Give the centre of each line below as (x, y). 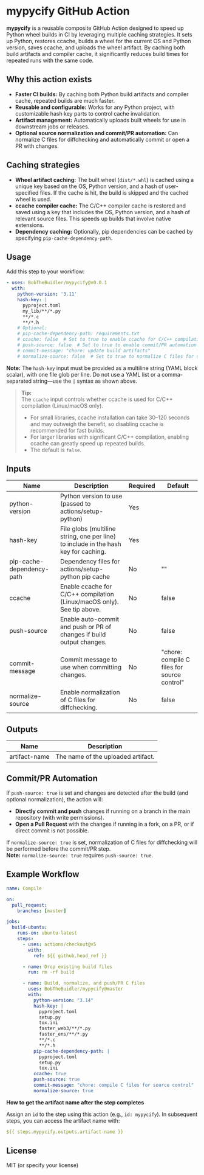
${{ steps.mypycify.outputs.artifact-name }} (65, 1132)
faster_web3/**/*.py (65, 1029)
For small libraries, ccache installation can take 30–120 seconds (110, 417)
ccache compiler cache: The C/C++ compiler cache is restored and (100, 206)
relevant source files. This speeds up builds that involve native (93, 218)
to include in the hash (90, 544)
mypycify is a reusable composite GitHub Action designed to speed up (95, 28)
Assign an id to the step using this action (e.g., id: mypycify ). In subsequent (102, 1114)
